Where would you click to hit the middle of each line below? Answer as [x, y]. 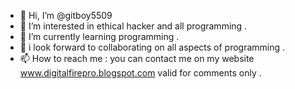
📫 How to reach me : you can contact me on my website [137, 58]
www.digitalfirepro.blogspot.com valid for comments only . [140, 73]
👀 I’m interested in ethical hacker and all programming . [133, 26]
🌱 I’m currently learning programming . [99, 36]
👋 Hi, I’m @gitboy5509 [66, 15]
